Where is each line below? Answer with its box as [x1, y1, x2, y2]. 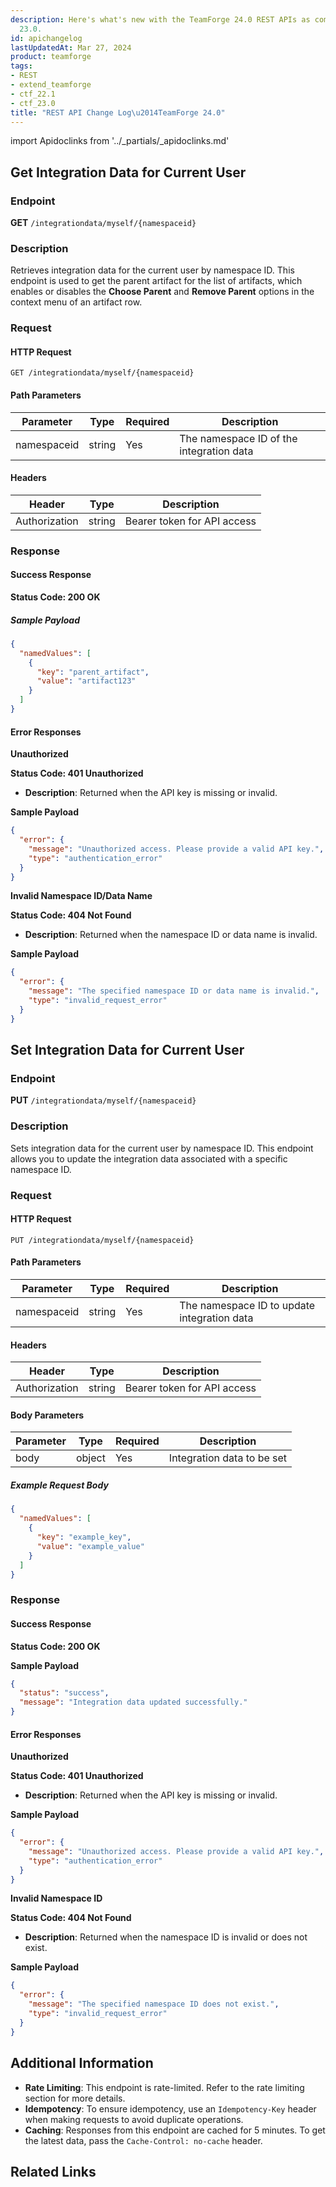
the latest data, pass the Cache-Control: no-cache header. [24, 2134, 263, 2146]
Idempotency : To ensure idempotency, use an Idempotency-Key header [24, 2102, 317, 2115]
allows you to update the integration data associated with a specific [10, 1152, 288, 1165]
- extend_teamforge [10, 80, 92, 90]
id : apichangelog [10, 33, 83, 43]
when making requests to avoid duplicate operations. [24, 2113, 244, 2125]
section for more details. [24, 2092, 126, 2104]
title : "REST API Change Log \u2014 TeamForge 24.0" [10, 107, 226, 118]
